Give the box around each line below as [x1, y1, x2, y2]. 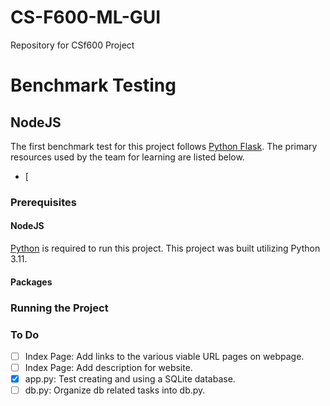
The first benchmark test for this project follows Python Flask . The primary [10, 140, 318, 152]
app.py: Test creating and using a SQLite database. [24, 373, 236, 385]
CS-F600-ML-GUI [10, 6, 162, 29]
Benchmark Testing [10, 74, 177, 97]
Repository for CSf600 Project [10, 39, 135, 51]
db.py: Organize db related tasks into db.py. [24, 384, 206, 396]
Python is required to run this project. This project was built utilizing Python [10, 242, 321, 255]
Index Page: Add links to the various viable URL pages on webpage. [24, 350, 305, 362]
